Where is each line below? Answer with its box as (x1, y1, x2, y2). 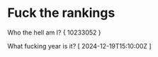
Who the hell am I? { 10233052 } (7, 28, 101, 37)
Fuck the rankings (7, 5, 115, 21)
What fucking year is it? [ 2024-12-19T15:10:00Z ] (7, 42, 152, 50)
